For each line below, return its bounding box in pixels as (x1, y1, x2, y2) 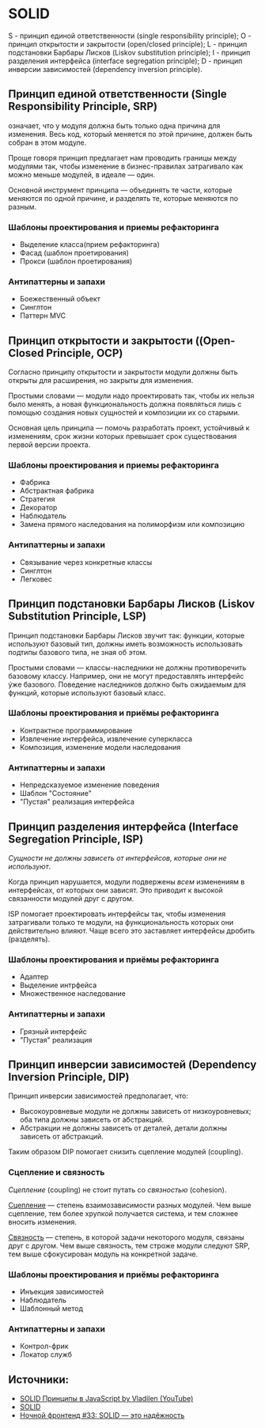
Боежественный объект (19, 294, 101, 304)
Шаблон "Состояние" (19, 789, 93, 798)
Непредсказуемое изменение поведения (19, 780, 160, 790)
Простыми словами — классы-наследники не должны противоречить (8, 662, 247, 672)
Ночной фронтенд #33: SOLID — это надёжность (19, 1411, 185, 1420)
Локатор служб (19, 1350, 73, 1359)
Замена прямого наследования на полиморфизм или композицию (19, 520, 245, 529)
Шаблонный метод (19, 1303, 84, 1313)
